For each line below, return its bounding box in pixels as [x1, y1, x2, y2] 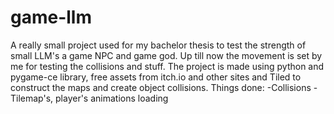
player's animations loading [55, 92, 169, 104]
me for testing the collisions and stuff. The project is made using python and [10, 60, 325, 72]
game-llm [10, 6, 93, 29]
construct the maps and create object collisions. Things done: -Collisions [10, 81, 312, 93]
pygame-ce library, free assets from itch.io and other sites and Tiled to [10, 71, 302, 83]
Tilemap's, [10, 92, 54, 104]
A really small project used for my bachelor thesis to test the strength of [10, 39, 307, 51]
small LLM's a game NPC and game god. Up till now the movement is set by [10, 49, 323, 61]
